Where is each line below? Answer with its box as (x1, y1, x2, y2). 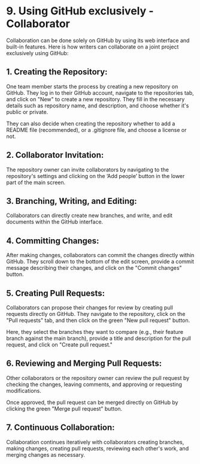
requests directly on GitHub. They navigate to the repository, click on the (6, 311, 186, 317)
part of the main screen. (6, 179, 66, 186)
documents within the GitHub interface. (6, 218, 104, 225)
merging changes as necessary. (6, 451, 85, 458)
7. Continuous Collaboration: (6, 423, 115, 433)
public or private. (6, 108, 49, 115)
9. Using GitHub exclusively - (6, 4, 154, 18)
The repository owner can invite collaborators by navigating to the (6, 166, 169, 173)
